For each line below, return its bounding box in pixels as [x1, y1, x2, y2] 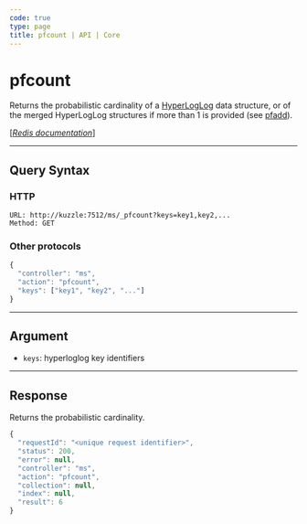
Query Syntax [9, 162, 90, 178]
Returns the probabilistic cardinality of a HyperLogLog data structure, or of [9, 100, 291, 111]
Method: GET [9, 219, 55, 228]
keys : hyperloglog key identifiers [22, 353, 145, 364]
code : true [9, 13, 51, 23]
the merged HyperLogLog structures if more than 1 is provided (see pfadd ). [9, 110, 293, 121]
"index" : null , [17, 489, 76, 498]
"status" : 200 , [17, 447, 76, 456]
